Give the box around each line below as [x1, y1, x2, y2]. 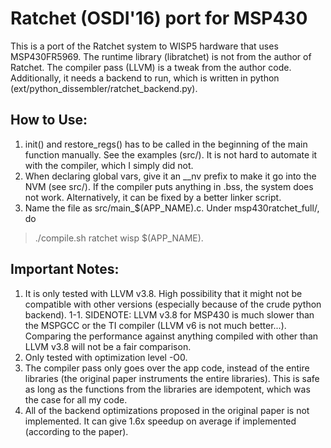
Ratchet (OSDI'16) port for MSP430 [10, 7, 308, 30]
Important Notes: [10, 261, 120, 278]
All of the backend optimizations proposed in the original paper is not [24, 404, 310, 416]
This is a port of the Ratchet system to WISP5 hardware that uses [10, 40, 279, 52]
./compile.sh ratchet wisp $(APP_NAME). [34, 232, 204, 244]
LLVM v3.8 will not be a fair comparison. [24, 340, 192, 352]
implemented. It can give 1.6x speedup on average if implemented [24, 415, 297, 427]
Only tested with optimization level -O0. [24, 351, 188, 363]
